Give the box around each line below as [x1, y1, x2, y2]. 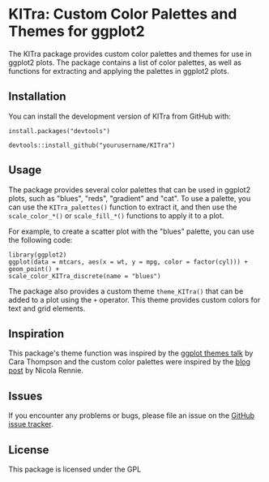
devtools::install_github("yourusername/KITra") [8, 141, 176, 149]
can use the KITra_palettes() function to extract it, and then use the [8, 202, 237, 212]
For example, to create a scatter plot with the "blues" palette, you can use [8, 226, 254, 236]
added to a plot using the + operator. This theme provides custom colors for [8, 295, 261, 304]
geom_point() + [8, 265, 60, 273]
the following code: [8, 235, 73, 244]
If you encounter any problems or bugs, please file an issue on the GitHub [8, 411, 255, 420]
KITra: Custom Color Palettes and [8, 5, 237, 24]
